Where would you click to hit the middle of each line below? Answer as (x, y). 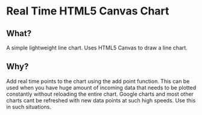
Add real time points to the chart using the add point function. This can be (98, 81)
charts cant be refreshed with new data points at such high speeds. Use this (101, 100)
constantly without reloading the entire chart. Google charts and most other (100, 94)
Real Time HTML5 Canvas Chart (88, 11)
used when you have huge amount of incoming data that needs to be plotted (101, 87)
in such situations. (29, 107)
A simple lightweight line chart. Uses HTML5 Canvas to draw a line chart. (97, 48)
